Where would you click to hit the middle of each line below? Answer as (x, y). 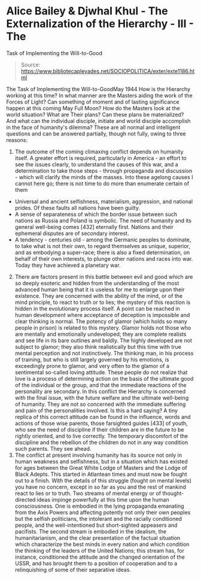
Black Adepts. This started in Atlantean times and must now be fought (101, 474)
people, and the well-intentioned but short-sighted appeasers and (96, 525)
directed (25, 499)
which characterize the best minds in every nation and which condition (102, 544)
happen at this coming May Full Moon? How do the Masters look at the (93, 108)
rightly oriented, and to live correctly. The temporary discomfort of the (101, 436)
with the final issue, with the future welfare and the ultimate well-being (102, 397)
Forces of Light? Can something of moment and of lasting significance (93, 102)
